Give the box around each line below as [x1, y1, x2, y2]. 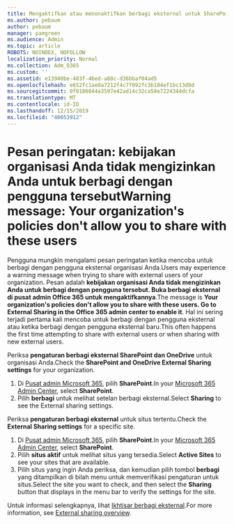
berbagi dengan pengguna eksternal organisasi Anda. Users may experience [7, 263, 226, 272]
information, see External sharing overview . [7, 508, 132, 516]
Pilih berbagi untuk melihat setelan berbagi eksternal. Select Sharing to [17, 394, 221, 402]
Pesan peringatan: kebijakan [7, 144, 176, 160]
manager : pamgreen [7, 29, 61, 37]
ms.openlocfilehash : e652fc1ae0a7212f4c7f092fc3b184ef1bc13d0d [7, 82, 195, 88]
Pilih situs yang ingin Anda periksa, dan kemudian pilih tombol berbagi [17, 465, 220, 474]
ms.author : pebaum [7, 17, 61, 24]
